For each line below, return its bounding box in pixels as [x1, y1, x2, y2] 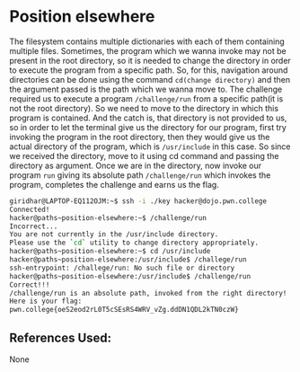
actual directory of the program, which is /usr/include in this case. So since [9, 141, 291, 152]
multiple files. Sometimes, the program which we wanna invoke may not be [9, 45, 287, 56]
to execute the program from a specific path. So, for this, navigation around [9, 65, 288, 75]
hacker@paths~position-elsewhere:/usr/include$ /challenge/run [9, 271, 251, 280]
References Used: [9, 330, 112, 345]
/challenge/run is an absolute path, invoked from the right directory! [9, 288, 287, 297]
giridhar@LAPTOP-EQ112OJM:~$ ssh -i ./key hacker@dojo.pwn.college [9, 196, 268, 206]
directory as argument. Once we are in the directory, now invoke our [9, 160, 262, 171]
